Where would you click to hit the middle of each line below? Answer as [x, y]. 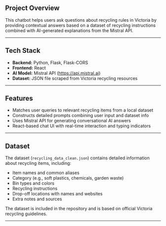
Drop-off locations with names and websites [57, 194]
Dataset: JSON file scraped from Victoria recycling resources [75, 78]
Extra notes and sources [37, 199]
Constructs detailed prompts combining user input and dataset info [81, 115]
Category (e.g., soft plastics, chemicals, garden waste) [68, 178]
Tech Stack [23, 51]
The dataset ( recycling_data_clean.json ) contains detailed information [77, 158]
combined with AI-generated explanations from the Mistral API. [69, 30]
